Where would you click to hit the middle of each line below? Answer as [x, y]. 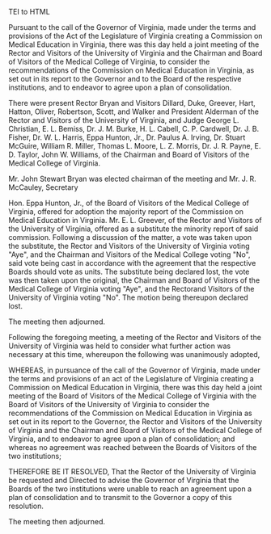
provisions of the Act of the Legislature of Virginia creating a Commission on [135, 36]
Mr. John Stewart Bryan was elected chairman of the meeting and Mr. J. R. [132, 179]
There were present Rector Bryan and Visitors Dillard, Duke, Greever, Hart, [132, 103]
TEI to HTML [29, 12]
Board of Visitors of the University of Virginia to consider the [109, 404]
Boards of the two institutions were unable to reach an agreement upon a [130, 489]
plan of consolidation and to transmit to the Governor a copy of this [120, 497]
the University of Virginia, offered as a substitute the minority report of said [133, 229]
